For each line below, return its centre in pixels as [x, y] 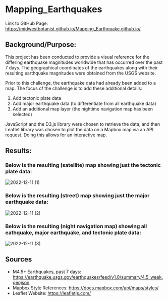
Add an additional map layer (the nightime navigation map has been [82, 109]
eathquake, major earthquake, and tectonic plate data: [73, 233]
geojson [21, 282]
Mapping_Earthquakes [54, 9]
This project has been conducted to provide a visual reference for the [77, 57]
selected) [22, 114]
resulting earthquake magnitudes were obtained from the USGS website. [81, 73]
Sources [19, 259]
